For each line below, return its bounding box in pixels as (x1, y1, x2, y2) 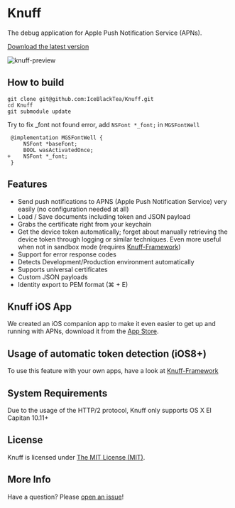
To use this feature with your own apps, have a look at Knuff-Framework (7, 367, 219, 375)
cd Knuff (7, 102, 33, 109)
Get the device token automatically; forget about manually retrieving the (17, 227, 229, 236)
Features (7, 178, 48, 190)
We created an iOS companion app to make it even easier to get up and (7, 320, 216, 328)
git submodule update (7, 108, 72, 115)
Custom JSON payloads (17, 272, 88, 281)
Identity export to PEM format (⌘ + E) (17, 280, 129, 288)
